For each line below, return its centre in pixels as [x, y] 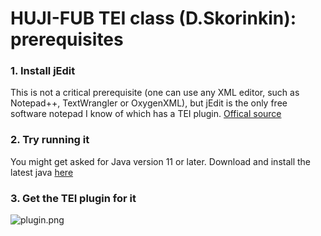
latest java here [42, 172]
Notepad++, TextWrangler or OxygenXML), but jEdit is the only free [149, 103]
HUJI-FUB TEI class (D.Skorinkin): [153, 18]
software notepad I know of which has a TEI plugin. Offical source [146, 114]
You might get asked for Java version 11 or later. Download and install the [161, 161]
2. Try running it [50, 140]
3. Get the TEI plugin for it [73, 198]
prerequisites [67, 39]
